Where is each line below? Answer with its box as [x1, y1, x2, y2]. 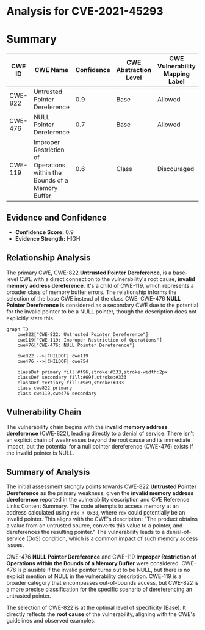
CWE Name [34, 66, 69, 75]
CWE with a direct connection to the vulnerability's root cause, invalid [19, 275, 195, 282]
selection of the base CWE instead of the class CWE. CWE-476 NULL [6, 295, 181, 302]
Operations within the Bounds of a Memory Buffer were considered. [6, 560, 181, 567]
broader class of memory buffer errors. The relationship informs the [6, 288, 177, 296]
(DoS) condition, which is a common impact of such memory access [26, 535, 198, 542]
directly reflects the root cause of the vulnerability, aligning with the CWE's [6, 610, 195, 618]
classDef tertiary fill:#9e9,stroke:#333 [17, 379, 124, 386]
